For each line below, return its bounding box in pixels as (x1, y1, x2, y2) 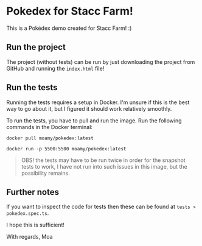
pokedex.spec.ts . (6, 209, 49, 217)
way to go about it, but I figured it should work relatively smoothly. (6, 105, 172, 112)
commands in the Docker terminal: (6, 123, 93, 130)
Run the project (6, 42, 66, 52)
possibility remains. (21, 169, 70, 177)
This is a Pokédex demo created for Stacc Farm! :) (6, 24, 132, 32)
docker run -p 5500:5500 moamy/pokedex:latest (6, 146, 127, 152)
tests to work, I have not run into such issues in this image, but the (21, 163, 187, 170)
